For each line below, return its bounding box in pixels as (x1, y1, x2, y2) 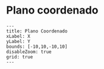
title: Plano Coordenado (6, 28, 68, 34)
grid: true (6, 54, 33, 60)
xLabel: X (6, 33, 31, 39)
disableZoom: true (6, 48, 52, 55)
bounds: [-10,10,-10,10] (6, 44, 68, 50)
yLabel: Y (6, 38, 31, 44)
